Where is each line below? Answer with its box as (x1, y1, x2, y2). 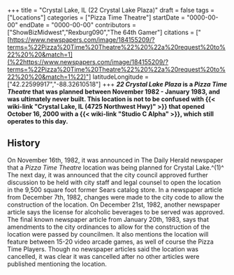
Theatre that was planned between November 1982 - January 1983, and (7, 87, 220, 96)
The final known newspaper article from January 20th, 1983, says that (7, 215, 210, 223)
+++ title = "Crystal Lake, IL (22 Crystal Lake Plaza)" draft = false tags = (7, 6, 215, 14)
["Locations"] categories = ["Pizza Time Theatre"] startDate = (7, 13, 185, 22)
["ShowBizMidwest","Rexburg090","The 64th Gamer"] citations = (7, 28, 195, 36)
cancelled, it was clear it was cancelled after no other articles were (7, 252, 200, 260)
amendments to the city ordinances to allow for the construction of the (7, 223, 211, 231)
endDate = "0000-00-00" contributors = (20, 21, 136, 29)
